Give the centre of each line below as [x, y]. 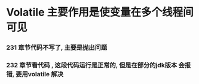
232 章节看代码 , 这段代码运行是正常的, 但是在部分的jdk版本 [92, 65]
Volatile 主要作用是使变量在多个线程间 [100, 12]
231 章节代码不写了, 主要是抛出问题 [57, 47]
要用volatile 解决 [40, 74]
